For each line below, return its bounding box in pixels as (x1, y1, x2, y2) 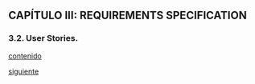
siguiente (8, 66, 39, 76)
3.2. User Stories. (8, 33, 79, 44)
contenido (8, 50, 42, 61)
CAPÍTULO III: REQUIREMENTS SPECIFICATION (8, 9, 247, 22)
